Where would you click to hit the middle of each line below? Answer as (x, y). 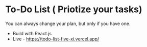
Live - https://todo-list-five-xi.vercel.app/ (56, 39)
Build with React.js (32, 33)
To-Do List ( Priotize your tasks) (74, 9)
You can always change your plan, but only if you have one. (68, 24)
